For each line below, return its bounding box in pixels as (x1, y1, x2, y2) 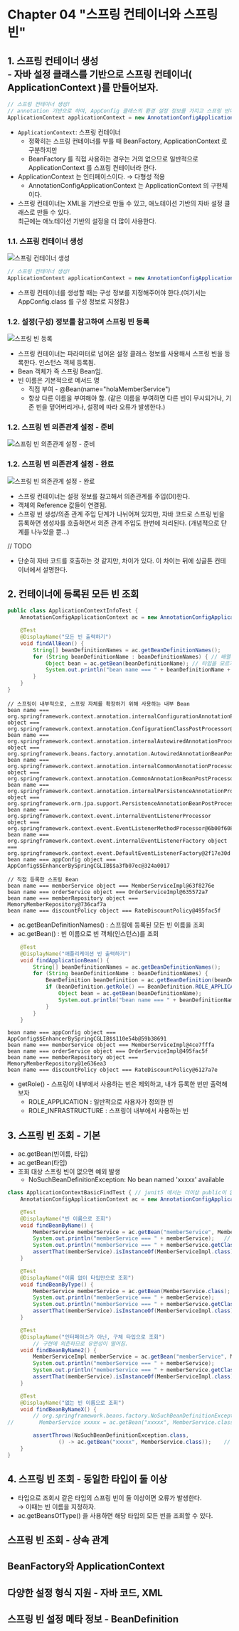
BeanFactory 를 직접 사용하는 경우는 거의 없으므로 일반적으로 (28, 154, 199, 163)
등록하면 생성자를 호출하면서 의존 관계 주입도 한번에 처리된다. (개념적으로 (17, 519, 220, 527)
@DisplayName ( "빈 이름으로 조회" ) (20, 1215, 112, 1222)
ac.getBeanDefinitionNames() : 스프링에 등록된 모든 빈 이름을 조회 (17, 920, 205, 929)
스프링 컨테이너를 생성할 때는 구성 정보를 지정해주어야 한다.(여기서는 (17, 288, 206, 297)
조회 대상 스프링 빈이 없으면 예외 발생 (17, 1167, 121, 1176)
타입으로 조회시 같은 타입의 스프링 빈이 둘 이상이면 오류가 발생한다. (17, 1493, 202, 1502)
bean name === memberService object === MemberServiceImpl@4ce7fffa (7, 1041, 215, 1049)
